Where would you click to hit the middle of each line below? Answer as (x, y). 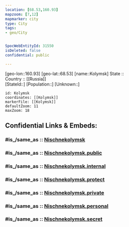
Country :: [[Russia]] (26, 79)
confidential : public (27, 55)
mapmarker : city (22, 19)
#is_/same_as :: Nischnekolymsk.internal (55, 166)
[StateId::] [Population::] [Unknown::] (42, 84)
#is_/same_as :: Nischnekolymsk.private (55, 192)
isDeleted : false (23, 50)
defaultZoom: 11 (22, 106)
